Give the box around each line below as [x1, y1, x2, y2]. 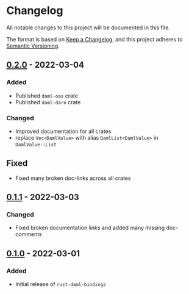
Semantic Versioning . [6, 42, 60, 49]
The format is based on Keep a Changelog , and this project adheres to [6, 35, 183, 43]
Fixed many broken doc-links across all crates [15, 174, 131, 182]
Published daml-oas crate [15, 92, 78, 99]
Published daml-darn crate [15, 98, 81, 106]
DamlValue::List [15, 142, 57, 148]
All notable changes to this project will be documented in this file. [6, 24, 171, 31]
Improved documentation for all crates [15, 127, 112, 135]
